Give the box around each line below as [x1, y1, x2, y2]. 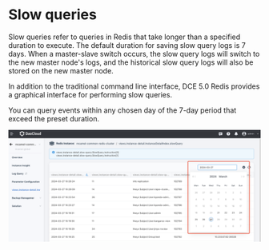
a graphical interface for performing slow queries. [8, 89, 173, 99]
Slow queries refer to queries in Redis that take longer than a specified [8, 32, 241, 42]
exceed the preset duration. [8, 113, 100, 123]
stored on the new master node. [8, 65, 114, 75]
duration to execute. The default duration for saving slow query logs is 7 [8, 40, 246, 50]
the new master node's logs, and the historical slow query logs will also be [8, 58, 254, 67]
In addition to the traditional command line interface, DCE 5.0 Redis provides [8, 81, 260, 91]
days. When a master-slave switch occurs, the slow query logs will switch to [8, 49, 260, 58]
